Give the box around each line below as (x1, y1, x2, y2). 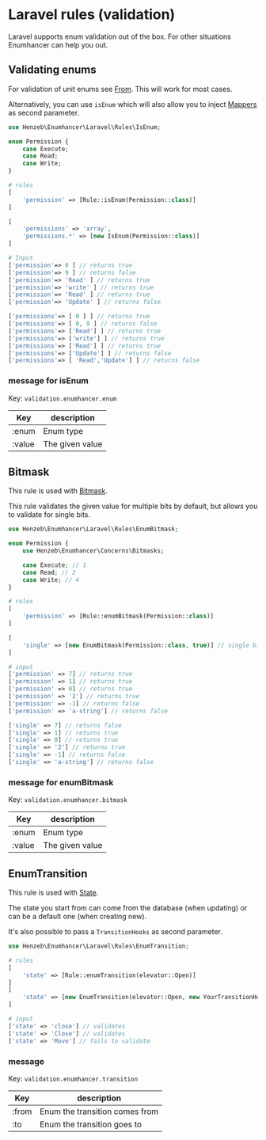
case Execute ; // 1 (22, 560, 87, 569)
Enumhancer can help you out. (8, 40, 108, 49)
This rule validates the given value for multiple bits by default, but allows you (8, 501, 258, 511)
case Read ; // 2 (22, 568, 77, 576)
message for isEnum (8, 375, 89, 386)
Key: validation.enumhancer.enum (8, 393, 117, 403)
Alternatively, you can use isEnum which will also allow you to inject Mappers (8, 99, 257, 108)
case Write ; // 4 (22, 576, 80, 583)
